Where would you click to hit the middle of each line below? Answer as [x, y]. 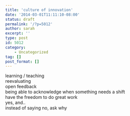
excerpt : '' [18, 33]
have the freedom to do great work [42, 97]
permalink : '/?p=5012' [29, 24]
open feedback [21, 87]
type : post [17, 38]
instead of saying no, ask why [36, 108]
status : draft [20, 19]
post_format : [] [22, 62]
